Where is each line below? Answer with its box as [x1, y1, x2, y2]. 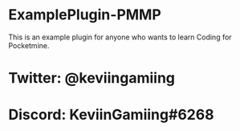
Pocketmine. [8, 40, 50, 50]
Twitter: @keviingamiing [8, 69, 175, 88]
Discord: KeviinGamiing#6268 [8, 106, 214, 124]
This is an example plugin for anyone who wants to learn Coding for [8, 32, 232, 42]
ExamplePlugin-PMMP [8, 6, 162, 24]
